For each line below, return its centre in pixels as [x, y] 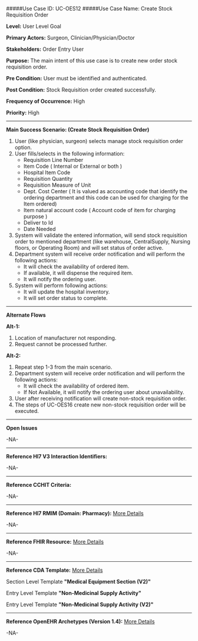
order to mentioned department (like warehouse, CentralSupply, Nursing [102, 241]
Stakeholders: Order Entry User [45, 49]
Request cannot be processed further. [61, 344]
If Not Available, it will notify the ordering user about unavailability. [104, 392]
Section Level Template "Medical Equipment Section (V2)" [79, 582]
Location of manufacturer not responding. [65, 338]
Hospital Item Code [47, 173]
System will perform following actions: [61, 285]
